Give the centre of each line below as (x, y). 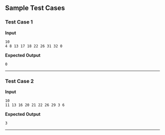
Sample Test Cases (35, 8)
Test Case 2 (20, 81)
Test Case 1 (19, 22)
